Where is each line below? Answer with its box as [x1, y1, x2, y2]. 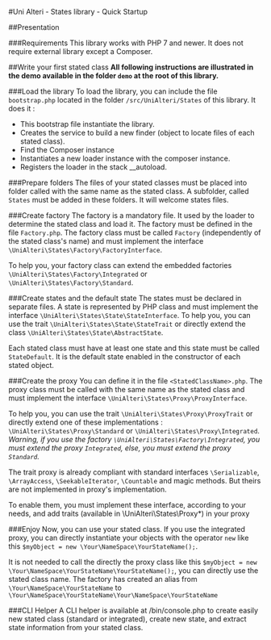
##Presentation [8, 23, 60, 31]
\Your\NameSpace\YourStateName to [8, 583, 123, 592]
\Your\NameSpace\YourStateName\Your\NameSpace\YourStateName [8, 592, 219, 600]
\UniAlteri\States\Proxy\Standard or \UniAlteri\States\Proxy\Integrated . [8, 426, 261, 435]
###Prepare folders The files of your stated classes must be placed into [8, 178, 248, 187]
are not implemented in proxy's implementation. [8, 484, 167, 494]
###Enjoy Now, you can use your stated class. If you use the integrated [8, 525, 246, 533]
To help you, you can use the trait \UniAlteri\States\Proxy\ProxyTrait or [8, 409, 253, 418]
